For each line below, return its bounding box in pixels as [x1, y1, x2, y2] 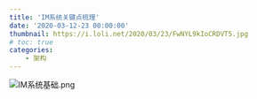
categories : [9, 46, 53, 55]
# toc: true [9, 37, 53, 47]
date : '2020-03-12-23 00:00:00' [9, 21, 129, 30]
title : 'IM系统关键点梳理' [9, 12, 100, 22]
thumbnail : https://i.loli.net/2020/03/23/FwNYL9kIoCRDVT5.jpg [9, 29, 249, 38]
